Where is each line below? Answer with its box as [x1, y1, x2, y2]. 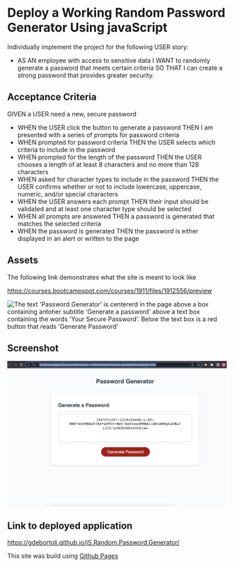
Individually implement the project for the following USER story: [7, 42, 189, 51]
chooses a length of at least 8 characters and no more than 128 [17, 160, 200, 169]
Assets [7, 254, 38, 266]
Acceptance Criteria [7, 91, 97, 103]
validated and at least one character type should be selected [17, 204, 192, 213]
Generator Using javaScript [7, 20, 168, 36]
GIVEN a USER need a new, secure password [7, 109, 137, 118]
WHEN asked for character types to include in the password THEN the [17, 175, 219, 183]
